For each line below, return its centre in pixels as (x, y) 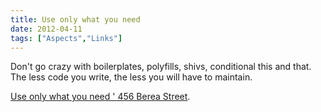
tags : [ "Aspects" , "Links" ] (66, 38)
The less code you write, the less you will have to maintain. (131, 77)
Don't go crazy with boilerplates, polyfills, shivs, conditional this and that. (161, 67)
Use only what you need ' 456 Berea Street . (100, 97)
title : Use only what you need (75, 19)
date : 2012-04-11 (46, 29)
